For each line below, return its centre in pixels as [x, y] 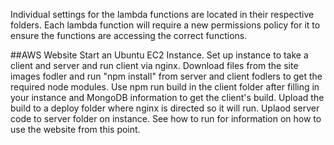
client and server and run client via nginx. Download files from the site [154, 65]
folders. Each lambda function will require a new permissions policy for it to [165, 25]
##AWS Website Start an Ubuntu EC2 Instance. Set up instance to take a [159, 55]
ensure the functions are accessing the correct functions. [129, 35]
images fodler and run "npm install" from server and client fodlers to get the [166, 76]
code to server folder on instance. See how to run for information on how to [166, 118]
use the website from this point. [75, 129]
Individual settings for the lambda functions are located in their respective [162, 14]
